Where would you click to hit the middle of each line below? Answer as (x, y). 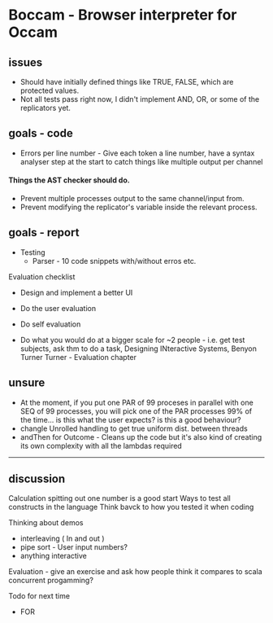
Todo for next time (39, 596)
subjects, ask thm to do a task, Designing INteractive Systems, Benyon (139, 349)
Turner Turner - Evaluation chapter (78, 357)
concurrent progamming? (51, 581)
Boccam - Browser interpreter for (123, 15)
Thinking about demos (46, 523)
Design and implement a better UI (76, 292)
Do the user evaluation (58, 308)
